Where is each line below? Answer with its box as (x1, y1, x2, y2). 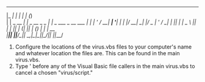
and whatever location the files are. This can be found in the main (15, 50, 180, 56)
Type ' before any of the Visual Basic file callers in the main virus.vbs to (15, 63, 195, 70)
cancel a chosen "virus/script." (15, 69, 93, 76)
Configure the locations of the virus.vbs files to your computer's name (15, 43, 192, 50)
